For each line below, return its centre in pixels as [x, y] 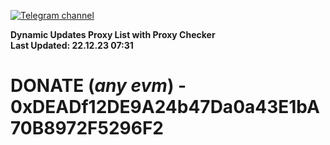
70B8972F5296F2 [87, 128]
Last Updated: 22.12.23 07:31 [72, 45]
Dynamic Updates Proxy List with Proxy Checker [113, 34]
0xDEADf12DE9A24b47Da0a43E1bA [165, 107]
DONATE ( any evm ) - [98, 86]
